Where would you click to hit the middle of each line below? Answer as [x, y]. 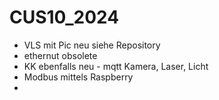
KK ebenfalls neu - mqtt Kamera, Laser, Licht [116, 66]
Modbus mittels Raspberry [78, 77]
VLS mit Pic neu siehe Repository [92, 45]
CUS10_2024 [64, 17]
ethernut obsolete [60, 55]
